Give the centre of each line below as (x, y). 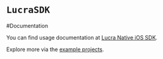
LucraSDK (28, 10)
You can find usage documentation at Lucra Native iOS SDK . (82, 37)
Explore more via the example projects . (55, 49)
